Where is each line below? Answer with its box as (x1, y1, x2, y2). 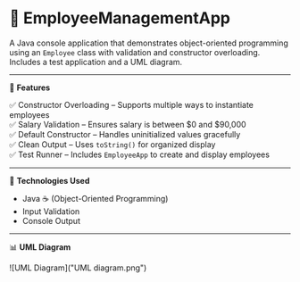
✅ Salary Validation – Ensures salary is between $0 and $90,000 (9, 119, 247, 129)
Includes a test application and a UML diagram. (9, 56, 183, 67)
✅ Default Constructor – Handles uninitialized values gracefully (9, 129, 241, 139)
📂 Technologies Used (9, 175, 90, 186)
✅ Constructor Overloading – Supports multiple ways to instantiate (9, 99, 254, 110)
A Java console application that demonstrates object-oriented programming (9, 37, 288, 48)
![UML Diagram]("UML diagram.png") (9, 262, 147, 273)
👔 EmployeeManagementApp (9, 8, 230, 29)
